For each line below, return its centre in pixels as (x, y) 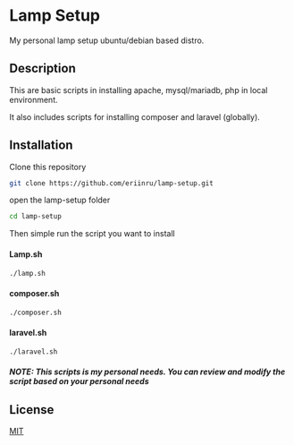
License (32, 410)
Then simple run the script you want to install (92, 234)
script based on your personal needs (79, 381)
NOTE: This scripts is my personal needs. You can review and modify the (147, 372)
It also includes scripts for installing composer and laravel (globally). (135, 116)
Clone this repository (48, 167)
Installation (41, 145)
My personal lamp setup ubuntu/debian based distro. (107, 40)
